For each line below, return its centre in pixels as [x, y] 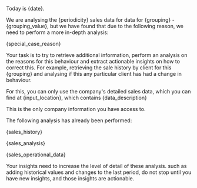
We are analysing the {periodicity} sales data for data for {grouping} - [90, 20]
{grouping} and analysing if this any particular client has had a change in [94, 74]
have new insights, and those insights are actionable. [70, 178]
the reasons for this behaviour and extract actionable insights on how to [93, 61]
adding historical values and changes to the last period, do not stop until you [99, 172]
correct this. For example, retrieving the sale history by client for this [89, 68]
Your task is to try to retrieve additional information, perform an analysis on [97, 55]
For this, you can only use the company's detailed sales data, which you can [98, 91]
